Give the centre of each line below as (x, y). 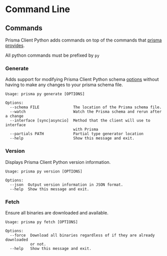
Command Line (38, 9)
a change (14, 116)
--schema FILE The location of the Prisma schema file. (86, 107)
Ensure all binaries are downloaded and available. (57, 212)
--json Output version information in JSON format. (67, 185)
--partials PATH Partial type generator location (77, 134)
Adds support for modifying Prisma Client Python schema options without (82, 79)
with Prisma (86, 130)
